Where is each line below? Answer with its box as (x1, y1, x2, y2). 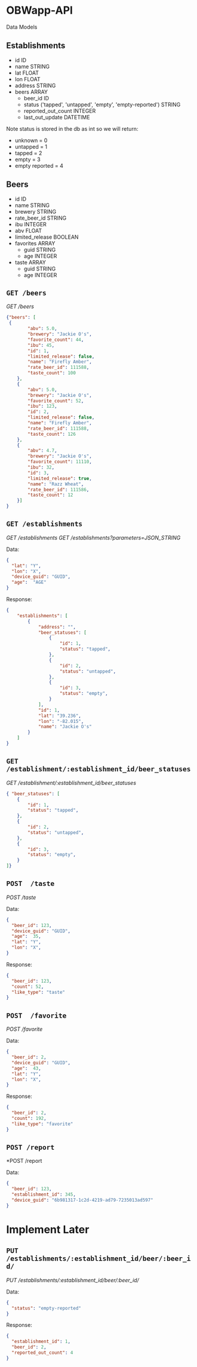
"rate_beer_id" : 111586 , (27, 487, 90, 492)
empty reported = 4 (14, 162, 64, 169)
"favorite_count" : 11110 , (27, 459, 93, 465)
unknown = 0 (14, 137, 48, 144)
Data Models (6, 23, 38, 30)
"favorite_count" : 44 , (27, 337, 84, 343)
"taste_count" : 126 (27, 431, 76, 437)
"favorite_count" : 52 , (27, 398, 84, 404)
